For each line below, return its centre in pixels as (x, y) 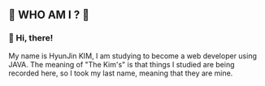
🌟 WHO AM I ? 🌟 (49, 15)
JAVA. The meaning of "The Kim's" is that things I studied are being (122, 64)
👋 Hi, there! (31, 38)
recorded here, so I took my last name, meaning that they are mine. (121, 73)
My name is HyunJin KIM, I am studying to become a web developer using (133, 56)
